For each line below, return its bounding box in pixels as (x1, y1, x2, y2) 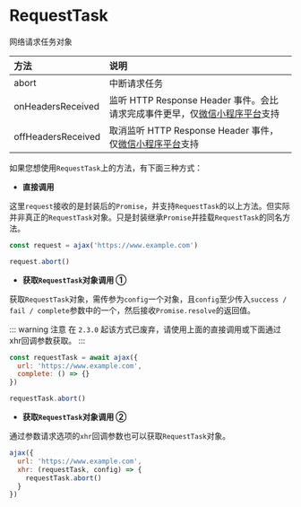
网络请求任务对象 (9, 36, 73, 47)
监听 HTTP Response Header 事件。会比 (108, 93, 279, 106)
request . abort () (9, 257, 70, 266)
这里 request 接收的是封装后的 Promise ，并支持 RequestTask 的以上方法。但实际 (9, 200, 290, 211)
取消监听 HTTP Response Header (108, 124, 249, 136)
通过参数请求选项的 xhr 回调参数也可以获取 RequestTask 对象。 (9, 431, 231, 441)
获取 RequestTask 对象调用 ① (21, 275, 127, 285)
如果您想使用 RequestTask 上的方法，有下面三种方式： (9, 162, 203, 173)
